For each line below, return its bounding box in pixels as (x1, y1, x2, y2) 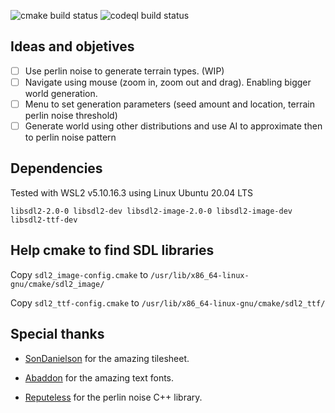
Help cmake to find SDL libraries (10, 242, 215, 259)
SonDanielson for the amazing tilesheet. (24, 352, 190, 364)
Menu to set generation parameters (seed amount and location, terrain (24, 98, 315, 110)
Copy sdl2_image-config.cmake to (10, 268, 149, 280)
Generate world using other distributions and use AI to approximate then (24, 120, 323, 132)
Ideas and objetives (10, 38, 135, 55)
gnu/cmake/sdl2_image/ (10, 279, 105, 289)
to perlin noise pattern (24, 131, 117, 144)
